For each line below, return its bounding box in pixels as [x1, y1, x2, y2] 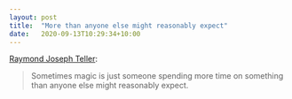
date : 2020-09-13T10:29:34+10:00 [9, 29, 141, 38]
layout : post [9, 12, 58, 22]
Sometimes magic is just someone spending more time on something [30, 71, 284, 81]
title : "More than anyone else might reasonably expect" [9, 21, 228, 30]
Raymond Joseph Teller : [9, 54, 98, 65]
